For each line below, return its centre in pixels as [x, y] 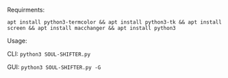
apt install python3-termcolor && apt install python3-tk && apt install [115, 22]
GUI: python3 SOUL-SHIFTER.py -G [54, 67]
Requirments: [26, 10]
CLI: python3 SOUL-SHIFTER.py [49, 54]
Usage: [17, 41]
